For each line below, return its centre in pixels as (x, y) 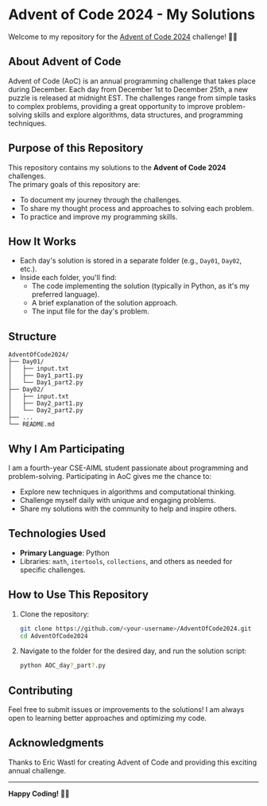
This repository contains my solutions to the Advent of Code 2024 (117, 167)
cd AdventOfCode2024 (54, 636)
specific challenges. (52, 570)
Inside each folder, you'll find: (68, 278)
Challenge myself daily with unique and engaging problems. (118, 500)
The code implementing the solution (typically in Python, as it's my (141, 286)
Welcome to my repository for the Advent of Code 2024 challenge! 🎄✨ (123, 37)
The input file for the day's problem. (90, 311)
